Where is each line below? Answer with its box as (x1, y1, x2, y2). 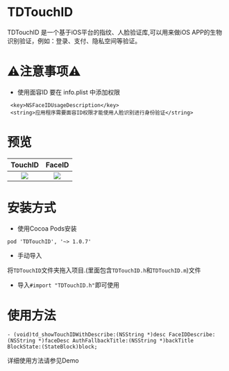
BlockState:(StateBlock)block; (7, 343, 98, 350)
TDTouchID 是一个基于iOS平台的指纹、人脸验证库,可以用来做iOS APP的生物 (7, 28, 223, 36)
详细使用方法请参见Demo (7, 356, 79, 365)
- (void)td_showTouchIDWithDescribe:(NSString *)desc (7, 331, 167, 338)
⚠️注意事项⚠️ (7, 64, 81, 80)
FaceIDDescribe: (169, 331, 216, 338)
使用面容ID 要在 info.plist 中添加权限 (17, 88, 120, 96)
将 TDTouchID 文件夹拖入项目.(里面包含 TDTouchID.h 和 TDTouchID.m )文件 (7, 265, 201, 274)
